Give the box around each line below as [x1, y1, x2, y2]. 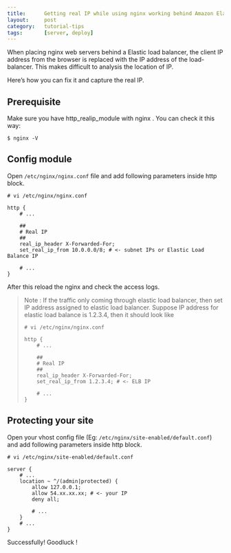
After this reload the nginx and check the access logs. [7, 283, 160, 291]
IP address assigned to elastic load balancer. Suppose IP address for [23, 303, 219, 312]
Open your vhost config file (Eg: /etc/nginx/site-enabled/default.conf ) [7, 433, 212, 441]
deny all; [32, 496, 60, 503]
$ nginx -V [7, 135, 38, 142]
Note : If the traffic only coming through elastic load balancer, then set [23, 296, 223, 304]
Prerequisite [7, 96, 61, 107]
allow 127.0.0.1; [32, 484, 81, 490]
